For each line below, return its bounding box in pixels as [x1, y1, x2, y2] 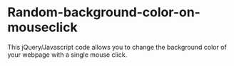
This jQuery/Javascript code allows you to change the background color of [7, 43, 227, 51]
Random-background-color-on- [7, 4, 201, 21]
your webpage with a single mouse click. [7, 50, 128, 59]
